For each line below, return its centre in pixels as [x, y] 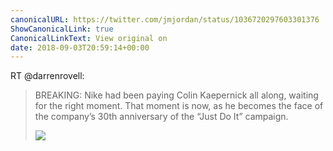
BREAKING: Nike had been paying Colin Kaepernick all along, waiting [176, 95]
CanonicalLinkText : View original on [89, 38]
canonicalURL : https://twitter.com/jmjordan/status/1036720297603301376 [165, 19]
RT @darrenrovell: [47, 76]
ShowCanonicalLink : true [62, 29]
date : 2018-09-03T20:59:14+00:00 [80, 47]
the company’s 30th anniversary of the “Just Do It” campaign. [161, 117]
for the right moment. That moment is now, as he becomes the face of [179, 106]
